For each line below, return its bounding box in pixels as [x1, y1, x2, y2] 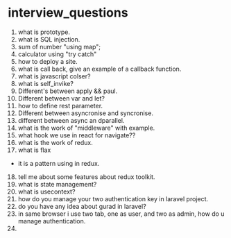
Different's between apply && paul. [17, 87, 118, 95]
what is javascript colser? [17, 71, 91, 80]
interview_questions [8, 5, 128, 21]
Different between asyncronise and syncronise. [17, 109, 153, 117]
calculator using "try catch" [17, 50, 97, 58]
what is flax [17, 146, 51, 154]
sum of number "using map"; [17, 42, 101, 51]
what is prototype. [17, 28, 70, 36]
